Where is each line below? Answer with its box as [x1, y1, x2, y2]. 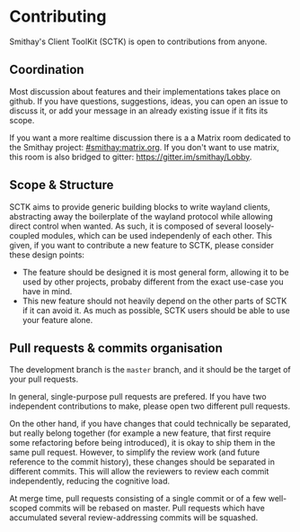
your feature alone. [22, 314, 93, 325]
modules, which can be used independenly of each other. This [41, 230, 272, 240]
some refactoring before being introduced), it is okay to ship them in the [9, 437, 276, 448]
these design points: [9, 249, 85, 260]
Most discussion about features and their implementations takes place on [9, 86, 281, 96]
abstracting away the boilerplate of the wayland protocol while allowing [9, 211, 274, 221]
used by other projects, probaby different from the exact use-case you [22, 276, 285, 287]
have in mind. [22, 285, 73, 296]
